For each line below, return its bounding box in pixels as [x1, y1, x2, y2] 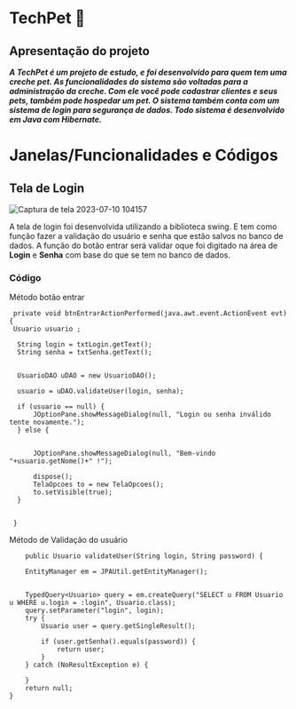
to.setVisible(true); [32, 488, 113, 497]
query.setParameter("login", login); [25, 606, 165, 616]
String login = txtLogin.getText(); [17, 340, 152, 349]
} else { [17, 426, 50, 434]
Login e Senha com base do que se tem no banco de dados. [9, 250, 230, 260]
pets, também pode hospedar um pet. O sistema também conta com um [9, 95, 280, 106]
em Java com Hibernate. [9, 115, 102, 124]
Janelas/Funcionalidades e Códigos [9, 146, 279, 165]
